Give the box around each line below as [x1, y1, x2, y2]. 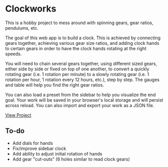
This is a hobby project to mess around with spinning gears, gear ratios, [5, 20, 154, 26]
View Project [5, 112, 32, 118]
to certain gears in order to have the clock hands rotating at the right [5, 45, 147, 51]
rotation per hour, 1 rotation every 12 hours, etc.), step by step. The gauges [5, 76, 159, 82]
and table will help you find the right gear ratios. [5, 81, 104, 88]
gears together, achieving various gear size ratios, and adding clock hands [5, 40, 159, 46]
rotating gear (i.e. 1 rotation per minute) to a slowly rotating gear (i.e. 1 [5, 71, 149, 77]
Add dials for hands [12, 140, 53, 146]
